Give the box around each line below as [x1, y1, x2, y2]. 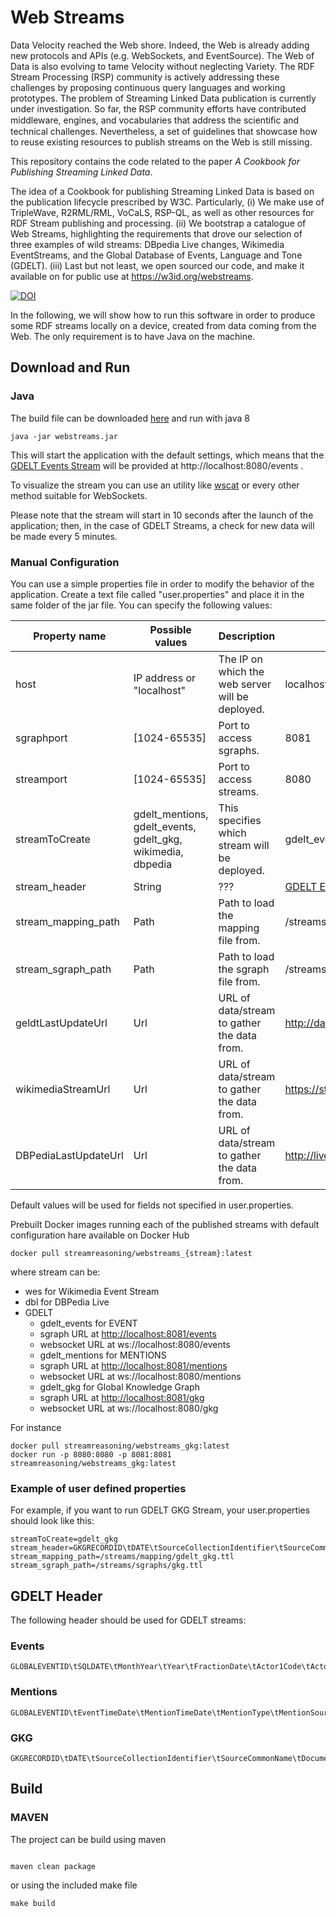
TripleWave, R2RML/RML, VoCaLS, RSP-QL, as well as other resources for [10, 206, 315, 218]
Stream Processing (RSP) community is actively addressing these [10, 71, 280, 83]
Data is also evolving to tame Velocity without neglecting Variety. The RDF [10, 60, 315, 72]
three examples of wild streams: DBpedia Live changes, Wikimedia [10, 238, 285, 250]
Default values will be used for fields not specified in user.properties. [10, 1199, 294, 1211]
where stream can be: [10, 1266, 101, 1278]
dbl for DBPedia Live [24, 1296, 110, 1308]
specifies [218, 813, 262, 827]
